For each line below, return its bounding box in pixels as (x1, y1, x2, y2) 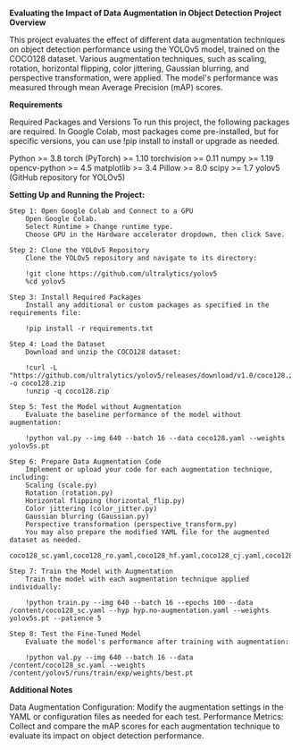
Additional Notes (9, 685, 73, 695)
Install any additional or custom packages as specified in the (25, 301, 270, 310)
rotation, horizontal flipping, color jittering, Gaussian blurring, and (9, 63, 250, 73)
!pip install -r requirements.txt (25, 324, 154, 333)
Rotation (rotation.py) (25, 489, 114, 498)
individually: (9, 583, 62, 592)
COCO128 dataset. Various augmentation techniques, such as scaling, (9, 54, 267, 64)
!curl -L (25, 363, 58, 372)
